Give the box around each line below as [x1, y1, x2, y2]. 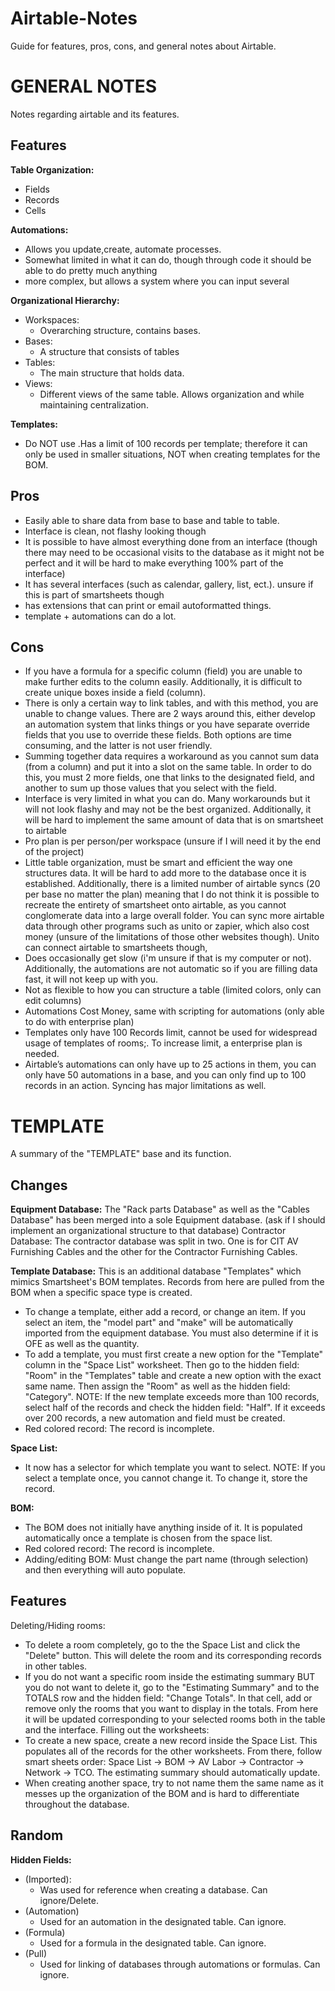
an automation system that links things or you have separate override [24, 718, 310, 731]
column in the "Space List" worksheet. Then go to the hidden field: [24, 1359, 300, 1371]
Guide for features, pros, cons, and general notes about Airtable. [10, 40, 277, 52]
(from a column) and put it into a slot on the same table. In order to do [24, 761, 312, 773]
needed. [24, 1048, 60, 1060]
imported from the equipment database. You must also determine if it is [24, 1327, 319, 1339]
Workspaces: [24, 313, 80, 326]
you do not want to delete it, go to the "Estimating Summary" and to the [24, 1681, 320, 1693]
